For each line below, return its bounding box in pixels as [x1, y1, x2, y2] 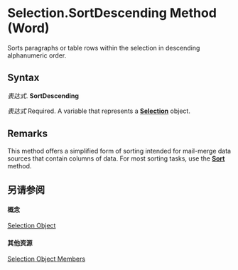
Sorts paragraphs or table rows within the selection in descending [7, 43, 200, 52]
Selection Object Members [7, 254, 86, 264]
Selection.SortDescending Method [7, 5, 217, 21]
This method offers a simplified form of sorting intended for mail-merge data [7, 146, 232, 155]
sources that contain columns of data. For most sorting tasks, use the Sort [7, 154, 225, 163]
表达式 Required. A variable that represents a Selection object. [7, 107, 190, 115]
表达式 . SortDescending [7, 91, 80, 100]
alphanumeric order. [7, 51, 67, 60]
